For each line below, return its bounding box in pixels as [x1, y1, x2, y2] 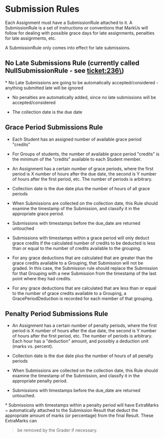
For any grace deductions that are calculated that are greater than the [12, 255, 153, 261]
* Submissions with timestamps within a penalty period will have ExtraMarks [5, 402, 159, 408]
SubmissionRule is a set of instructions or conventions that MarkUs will [5, 24, 148, 30]
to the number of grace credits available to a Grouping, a [12, 290, 126, 296]
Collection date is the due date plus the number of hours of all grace [12, 185, 150, 192]
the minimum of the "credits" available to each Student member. [12, 156, 142, 162]
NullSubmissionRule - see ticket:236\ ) [5, 67, 124, 75]
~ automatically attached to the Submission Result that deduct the [5, 408, 138, 414]
